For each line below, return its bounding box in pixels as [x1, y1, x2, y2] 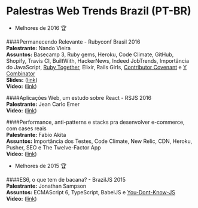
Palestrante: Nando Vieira [6, 44, 71, 51]
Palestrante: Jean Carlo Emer [6, 100, 80, 108]
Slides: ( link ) [6, 76, 38, 83]
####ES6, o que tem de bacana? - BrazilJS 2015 [6, 176, 126, 183]
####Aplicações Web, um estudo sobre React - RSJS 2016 [6, 94, 151, 101]
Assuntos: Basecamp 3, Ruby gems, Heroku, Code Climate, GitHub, [6, 51, 174, 58]
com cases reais [6, 124, 47, 132]
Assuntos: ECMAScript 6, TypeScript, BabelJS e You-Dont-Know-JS [6, 188, 175, 195]
